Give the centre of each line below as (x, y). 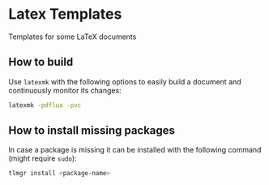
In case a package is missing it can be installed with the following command (135, 150)
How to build (41, 62)
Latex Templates (65, 14)
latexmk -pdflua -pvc (45, 105)
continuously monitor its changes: (65, 90)
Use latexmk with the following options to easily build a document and (125, 81)
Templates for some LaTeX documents (73, 37)
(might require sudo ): (43, 158)
